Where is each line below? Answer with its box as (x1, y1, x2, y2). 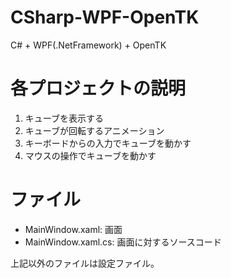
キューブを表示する (24, 112, 104, 124)
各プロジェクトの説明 (10, 77, 187, 100)
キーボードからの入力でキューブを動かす (24, 137, 192, 149)
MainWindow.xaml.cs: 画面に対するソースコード (24, 236, 222, 248)
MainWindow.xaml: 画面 (24, 223, 123, 235)
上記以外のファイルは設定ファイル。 (10, 257, 160, 269)
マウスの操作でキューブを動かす (24, 149, 157, 161)
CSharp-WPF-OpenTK (10, 6, 200, 29)
